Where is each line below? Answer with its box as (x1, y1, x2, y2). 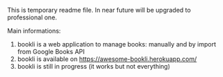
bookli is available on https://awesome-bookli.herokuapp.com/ (17, 55, 197, 63)
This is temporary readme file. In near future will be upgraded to (7, 6, 192, 14)
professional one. (7, 13, 57, 22)
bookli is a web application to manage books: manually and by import (17, 40, 217, 48)
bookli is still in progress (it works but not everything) (17, 62, 171, 70)
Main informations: (7, 27, 61, 35)
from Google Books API (17, 48, 85, 55)
